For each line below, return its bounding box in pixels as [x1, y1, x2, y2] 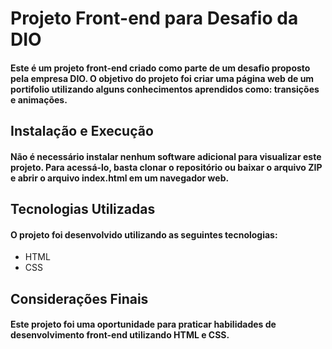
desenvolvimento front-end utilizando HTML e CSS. [10, 329, 230, 341]
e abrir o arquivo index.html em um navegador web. [10, 172, 230, 184]
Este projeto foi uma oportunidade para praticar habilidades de [10, 318, 277, 331]
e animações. [10, 93, 68, 106]
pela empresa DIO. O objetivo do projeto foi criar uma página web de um [10, 72, 315, 84]
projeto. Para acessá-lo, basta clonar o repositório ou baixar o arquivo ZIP [10, 161, 323, 173]
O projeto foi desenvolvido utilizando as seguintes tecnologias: [10, 228, 278, 241]
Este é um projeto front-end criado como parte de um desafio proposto [10, 62, 311, 74]
